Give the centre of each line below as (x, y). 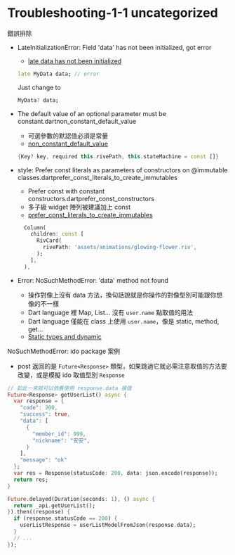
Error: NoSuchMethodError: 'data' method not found (93, 280)
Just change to (39, 87)
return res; (31, 480)
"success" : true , (45, 414)
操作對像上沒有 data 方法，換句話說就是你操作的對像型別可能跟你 (122, 295)
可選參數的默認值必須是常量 (68, 136)
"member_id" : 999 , (59, 434)
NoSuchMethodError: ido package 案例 (64, 351)
